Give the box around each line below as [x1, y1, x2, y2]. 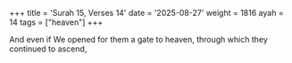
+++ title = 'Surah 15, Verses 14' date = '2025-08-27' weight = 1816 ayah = [9, 8, 284, 18]
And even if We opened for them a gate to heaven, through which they [9, 35, 268, 44]
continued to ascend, [9, 43, 88, 54]
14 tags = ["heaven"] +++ [9, 17, 104, 28]
